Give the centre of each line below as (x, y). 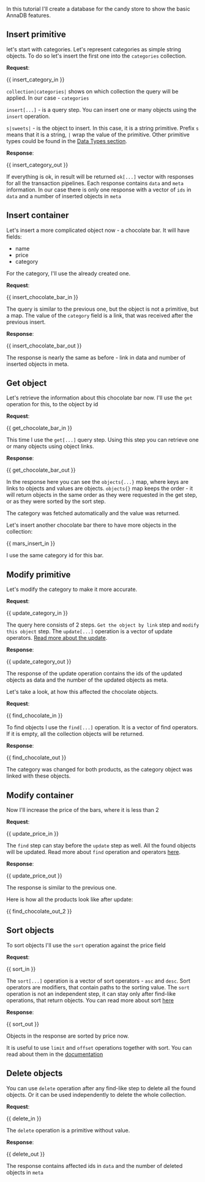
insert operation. (28, 116)
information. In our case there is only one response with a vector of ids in (99, 190)
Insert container (38, 216)
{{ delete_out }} (26, 1154)
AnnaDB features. (28, 15)
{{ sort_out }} (23, 1024)
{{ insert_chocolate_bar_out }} (44, 346)
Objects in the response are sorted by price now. (68, 1036)
